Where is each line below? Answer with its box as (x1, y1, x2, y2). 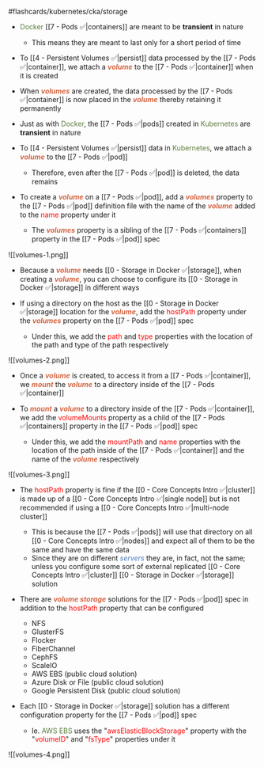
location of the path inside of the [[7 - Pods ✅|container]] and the (31, 446, 245, 454)
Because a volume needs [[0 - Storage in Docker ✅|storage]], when (19, 265, 243, 275)
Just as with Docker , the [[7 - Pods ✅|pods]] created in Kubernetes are (19, 119, 251, 128)
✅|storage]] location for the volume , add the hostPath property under (19, 307, 247, 316)
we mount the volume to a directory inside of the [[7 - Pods (19, 380, 215, 389)
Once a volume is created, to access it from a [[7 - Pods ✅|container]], (19, 371, 251, 380)
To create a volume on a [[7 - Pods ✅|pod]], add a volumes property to (19, 192, 253, 201)
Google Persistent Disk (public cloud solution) (31, 686, 181, 695)
